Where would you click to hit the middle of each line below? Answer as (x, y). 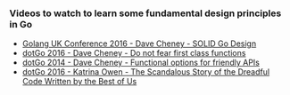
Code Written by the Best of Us (79, 82)
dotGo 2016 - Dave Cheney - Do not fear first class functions (134, 53)
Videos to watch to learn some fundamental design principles (145, 13)
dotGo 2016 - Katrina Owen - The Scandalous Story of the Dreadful (146, 72)
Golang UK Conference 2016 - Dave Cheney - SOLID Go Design (139, 44)
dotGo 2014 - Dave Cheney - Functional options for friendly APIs (141, 63)
